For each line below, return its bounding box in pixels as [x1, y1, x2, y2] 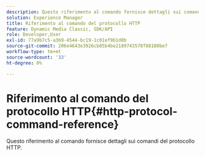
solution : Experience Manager [6, 15, 84, 21]
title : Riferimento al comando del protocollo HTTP [6, 20, 140, 26]
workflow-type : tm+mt [6, 49, 62, 55]
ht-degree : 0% [6, 60, 43, 66]
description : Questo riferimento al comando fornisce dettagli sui [6, 9, 182, 15]
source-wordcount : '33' [6, 54, 67, 60]
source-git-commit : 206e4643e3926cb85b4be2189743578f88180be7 [6, 43, 168, 49]
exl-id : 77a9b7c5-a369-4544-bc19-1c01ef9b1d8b [6, 37, 127, 43]
